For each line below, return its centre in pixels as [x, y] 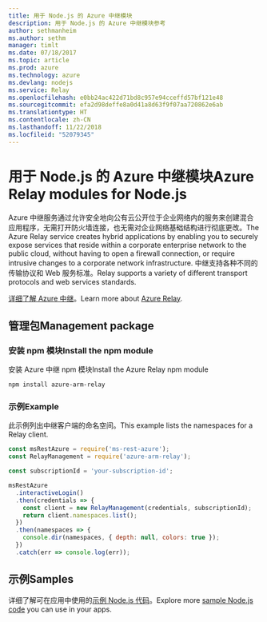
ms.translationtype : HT [48, 113]
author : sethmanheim [43, 30]
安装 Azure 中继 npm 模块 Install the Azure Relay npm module [109, 369]
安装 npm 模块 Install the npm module [81, 350]
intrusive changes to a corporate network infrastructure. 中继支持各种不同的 [133, 263]
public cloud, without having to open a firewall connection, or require [122, 253]
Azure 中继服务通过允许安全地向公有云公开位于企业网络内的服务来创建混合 [131, 217]
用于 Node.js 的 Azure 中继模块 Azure [131, 176]
